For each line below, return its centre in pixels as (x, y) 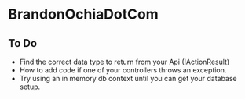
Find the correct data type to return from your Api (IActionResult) (124, 62)
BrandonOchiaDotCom (83, 14)
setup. (30, 87)
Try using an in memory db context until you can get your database (128, 78)
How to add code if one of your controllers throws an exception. (123, 70)
